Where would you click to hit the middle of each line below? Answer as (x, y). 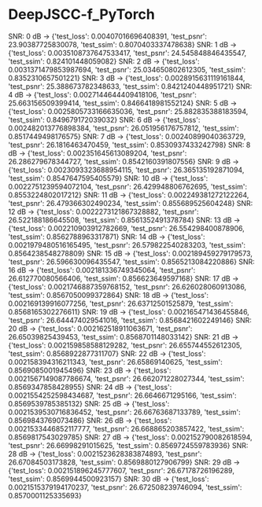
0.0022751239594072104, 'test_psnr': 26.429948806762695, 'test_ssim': (128, 186)
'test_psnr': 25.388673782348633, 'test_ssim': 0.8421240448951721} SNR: (130, 86)
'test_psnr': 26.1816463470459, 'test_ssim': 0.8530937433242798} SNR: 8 (129, 145)
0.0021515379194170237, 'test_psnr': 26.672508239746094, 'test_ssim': (125, 487)
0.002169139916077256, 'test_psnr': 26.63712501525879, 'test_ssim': (121, 303)
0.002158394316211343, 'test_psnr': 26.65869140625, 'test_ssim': (115, 362)
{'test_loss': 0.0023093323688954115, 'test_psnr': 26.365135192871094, (126, 170)
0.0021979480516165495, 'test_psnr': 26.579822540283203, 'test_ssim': (127, 244)
